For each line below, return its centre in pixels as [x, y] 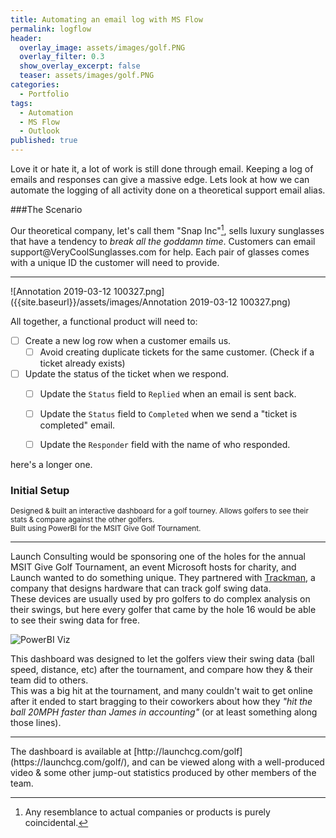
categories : [35, 85]
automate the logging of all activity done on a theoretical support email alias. [168, 190]
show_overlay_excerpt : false [80, 66]
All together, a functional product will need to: [104, 321]
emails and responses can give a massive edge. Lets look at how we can [160, 179]
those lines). [36, 723]
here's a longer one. [51, 465]
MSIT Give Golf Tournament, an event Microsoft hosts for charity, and [153, 567]
